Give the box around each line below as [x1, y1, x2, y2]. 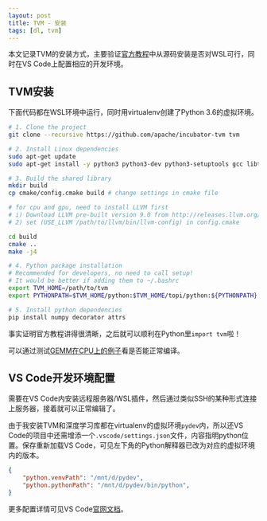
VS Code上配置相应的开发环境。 [21, 59, 128, 69]
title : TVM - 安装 [8, 19, 67, 27]
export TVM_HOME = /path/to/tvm [8, 284, 109, 292]
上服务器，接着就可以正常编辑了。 [8, 404, 120, 413]
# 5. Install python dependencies [8, 306, 123, 314]
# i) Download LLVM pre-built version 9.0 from [8, 211, 169, 219]
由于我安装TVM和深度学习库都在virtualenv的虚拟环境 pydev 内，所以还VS [8, 421, 244, 430]
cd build [8, 233, 37, 241]
